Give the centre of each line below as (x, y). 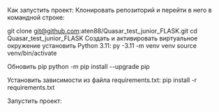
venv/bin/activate (32, 53)
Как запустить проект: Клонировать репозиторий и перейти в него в (109, 10)
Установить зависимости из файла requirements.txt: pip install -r (102, 80)
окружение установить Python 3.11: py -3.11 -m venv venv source (102, 46)
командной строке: (36, 17)
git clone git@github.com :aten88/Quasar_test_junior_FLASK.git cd (102, 31)
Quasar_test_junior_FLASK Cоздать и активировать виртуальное (103, 38)
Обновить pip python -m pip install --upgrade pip (78, 66)
